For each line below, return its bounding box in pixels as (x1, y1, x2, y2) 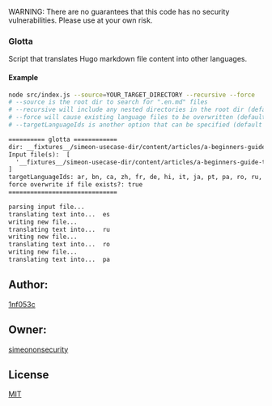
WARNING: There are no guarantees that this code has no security (8, 7, 230, 16)
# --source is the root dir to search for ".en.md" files (8, 98, 208, 106)
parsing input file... (8, 203, 85, 211)
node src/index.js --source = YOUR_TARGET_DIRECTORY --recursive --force (8, 91, 255, 99)
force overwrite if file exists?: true (8, 181, 143, 189)
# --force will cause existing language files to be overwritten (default (8, 113, 266, 122)
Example (8, 72, 39, 82)
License (8, 368, 49, 382)
